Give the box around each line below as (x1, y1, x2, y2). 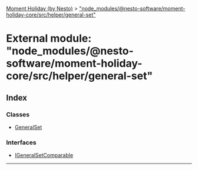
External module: (6, 32, 92, 45)
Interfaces (6, 138, 37, 146)
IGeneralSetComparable (14, 152, 74, 159)
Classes (6, 110, 30, 118)
